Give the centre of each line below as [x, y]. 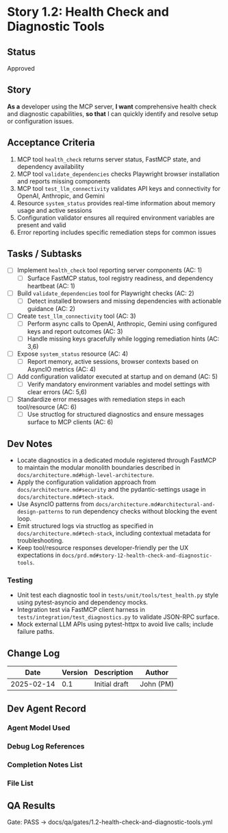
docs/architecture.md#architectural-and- [155, 505]
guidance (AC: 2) [51, 308]
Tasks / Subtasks [45, 254]
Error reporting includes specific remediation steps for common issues [116, 232]
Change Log [34, 653]
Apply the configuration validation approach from [86, 482]
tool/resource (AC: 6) [47, 407]
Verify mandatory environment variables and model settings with [118, 385]
